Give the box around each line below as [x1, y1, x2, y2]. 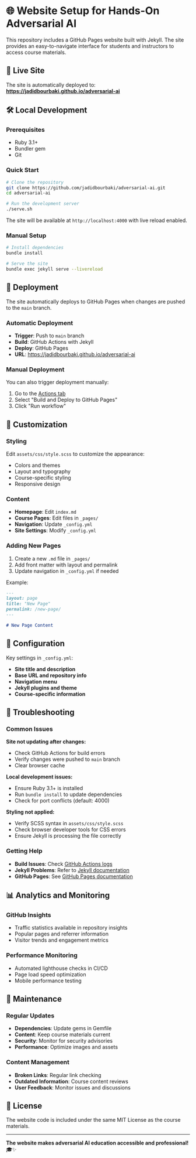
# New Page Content [6, 622, 54, 628]
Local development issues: [6, 773, 73, 780]
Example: [6, 579, 29, 586]
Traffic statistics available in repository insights [14, 924, 128, 931]
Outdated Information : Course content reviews [14, 1078, 128, 1085]
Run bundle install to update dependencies [14, 791, 123, 798]
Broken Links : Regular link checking [14, 1071, 101, 1078]
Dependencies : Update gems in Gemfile [14, 1025, 112, 1032]
